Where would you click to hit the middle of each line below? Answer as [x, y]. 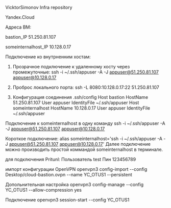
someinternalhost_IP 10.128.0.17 [38, 47]
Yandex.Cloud [20, 17]
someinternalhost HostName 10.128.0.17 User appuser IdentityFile [81, 108]
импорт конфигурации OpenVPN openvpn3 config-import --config [76, 169]
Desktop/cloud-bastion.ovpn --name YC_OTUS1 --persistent [69, 175]
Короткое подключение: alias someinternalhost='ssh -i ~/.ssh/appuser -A [84, 139]
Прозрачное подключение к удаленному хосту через [71, 67]
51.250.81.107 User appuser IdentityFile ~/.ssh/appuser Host [76, 102]
